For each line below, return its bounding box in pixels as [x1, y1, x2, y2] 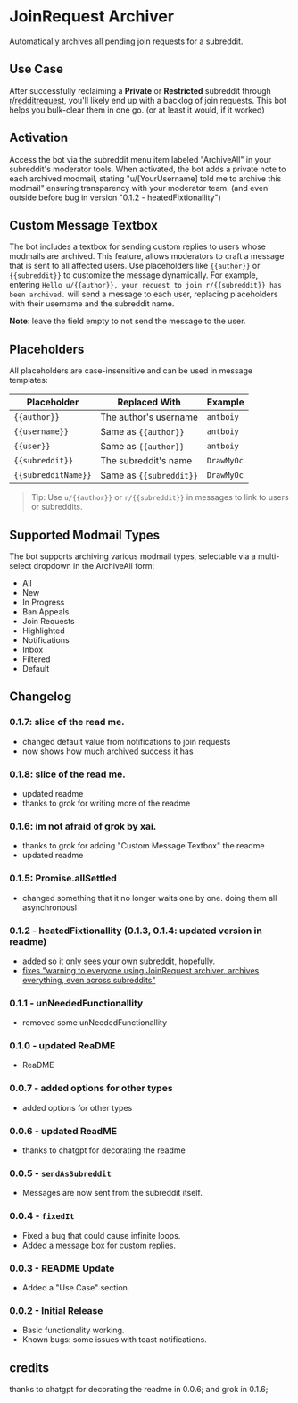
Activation [9, 130, 69, 146]
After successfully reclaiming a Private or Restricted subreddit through [9, 85, 272, 96]
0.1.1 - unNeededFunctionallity [9, 997, 144, 1009]
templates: [9, 375, 48, 386]
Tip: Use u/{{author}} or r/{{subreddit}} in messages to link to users [30, 492, 289, 503]
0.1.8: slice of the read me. [9, 768, 127, 781]
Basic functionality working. [21, 1324, 125, 1336]
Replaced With [117, 396, 181, 408]
